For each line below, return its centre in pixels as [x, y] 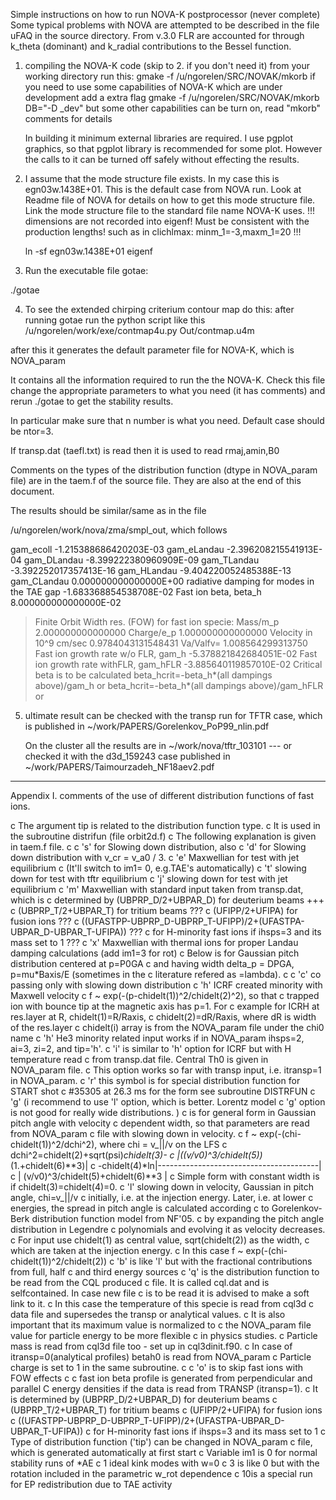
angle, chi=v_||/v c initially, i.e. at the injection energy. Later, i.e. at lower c [162, 1197]
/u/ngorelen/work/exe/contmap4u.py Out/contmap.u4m [139, 330]
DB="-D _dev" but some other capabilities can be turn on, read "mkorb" [173, 108]
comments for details [68, 118]
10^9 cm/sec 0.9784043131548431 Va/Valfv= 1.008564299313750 [171, 643]
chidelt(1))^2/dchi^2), [54, 1144]
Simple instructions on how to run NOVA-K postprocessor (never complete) [165, 14]
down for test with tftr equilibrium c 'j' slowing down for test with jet [149, 878]
